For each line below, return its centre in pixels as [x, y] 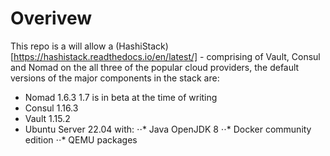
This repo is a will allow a [62, 46]
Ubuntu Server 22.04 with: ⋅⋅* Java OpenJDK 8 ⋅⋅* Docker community [168, 129]
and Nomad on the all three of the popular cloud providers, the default [155, 67]
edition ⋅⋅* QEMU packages [81, 139]
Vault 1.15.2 [47, 118]
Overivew [51, 18]
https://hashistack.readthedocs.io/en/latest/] [105, 56]
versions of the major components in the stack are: [115, 78]
